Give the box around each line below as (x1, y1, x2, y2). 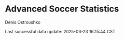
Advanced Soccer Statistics (5, 3, 119, 14)
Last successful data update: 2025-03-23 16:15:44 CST (5, 28, 116, 34)
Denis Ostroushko (5, 19, 41, 25)
